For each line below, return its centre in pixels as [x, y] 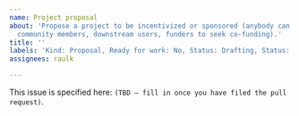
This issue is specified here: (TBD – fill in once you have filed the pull [148, 92]
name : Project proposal [54, 17]
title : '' [28, 42]
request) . [27, 102]
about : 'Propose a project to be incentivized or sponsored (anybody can [150, 26]
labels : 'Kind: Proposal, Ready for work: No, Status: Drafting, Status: [150, 51]
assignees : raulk [42, 59]
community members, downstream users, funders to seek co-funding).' [149, 34]
